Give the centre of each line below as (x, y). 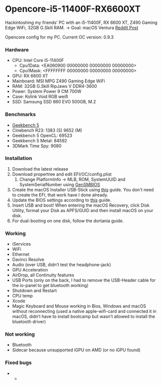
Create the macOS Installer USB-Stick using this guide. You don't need (83, 190)
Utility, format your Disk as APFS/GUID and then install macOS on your (83, 210)
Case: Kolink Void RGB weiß (40, 96)
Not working (20, 334)
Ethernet (21, 254)
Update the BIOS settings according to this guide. (62, 200)
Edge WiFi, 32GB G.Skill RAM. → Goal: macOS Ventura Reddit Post (72, 27)
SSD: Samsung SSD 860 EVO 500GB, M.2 (54, 102)
